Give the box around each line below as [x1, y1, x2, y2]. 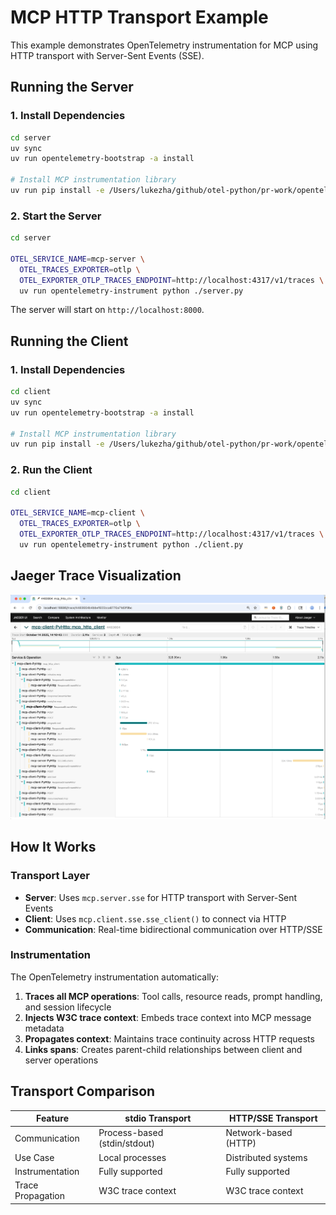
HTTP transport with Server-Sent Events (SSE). [10, 49, 205, 61]
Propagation [14, 1190, 66, 1202]
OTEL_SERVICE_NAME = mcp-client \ [10, 508, 145, 518]
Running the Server [10, 79, 134, 96]
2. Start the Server [10, 209, 102, 223]
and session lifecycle [24, 1001, 112, 1013]
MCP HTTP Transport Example [10, 6, 269, 29]
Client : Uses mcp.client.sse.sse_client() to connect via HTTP [24, 912, 287, 925]
